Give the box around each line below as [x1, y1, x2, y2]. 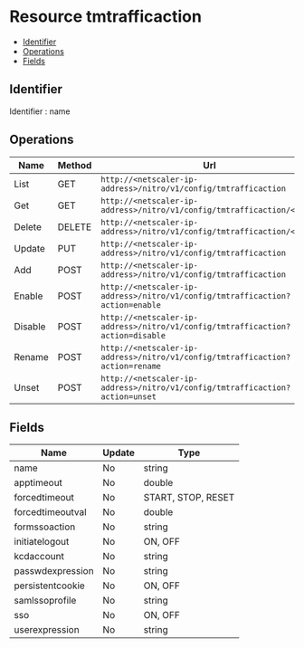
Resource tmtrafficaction [9, 6, 202, 27]
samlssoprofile [14, 595, 77, 607]
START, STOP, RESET [143, 491, 235, 504]
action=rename [100, 360, 161, 371]
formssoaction [14, 520, 76, 533]
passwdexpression [14, 565, 94, 577]
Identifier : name [9, 106, 71, 117]
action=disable [100, 330, 166, 340]
